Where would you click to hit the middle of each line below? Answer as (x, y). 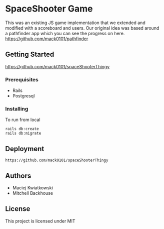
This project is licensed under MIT (40, 221)
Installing (17, 108)
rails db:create (22, 129)
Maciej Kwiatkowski (33, 188)
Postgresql (23, 96)
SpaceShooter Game (49, 9)
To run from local (23, 120)
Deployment (25, 149)
